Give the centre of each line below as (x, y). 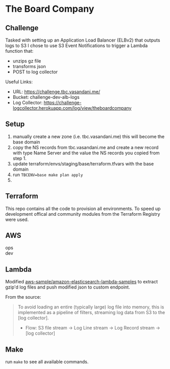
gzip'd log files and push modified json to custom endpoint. (68, 287)
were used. (17, 219)
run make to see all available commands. (47, 362)
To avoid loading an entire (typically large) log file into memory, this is (91, 307)
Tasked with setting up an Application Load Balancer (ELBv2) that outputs (83, 40)
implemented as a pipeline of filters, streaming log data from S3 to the (91, 313)
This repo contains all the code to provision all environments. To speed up (83, 209)
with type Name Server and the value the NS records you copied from (86, 153)
